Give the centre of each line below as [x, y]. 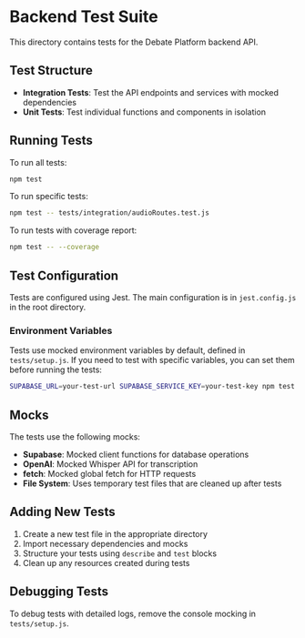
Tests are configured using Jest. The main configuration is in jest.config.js [153, 297]
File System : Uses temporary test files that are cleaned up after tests [152, 483]
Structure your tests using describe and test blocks [119, 553]
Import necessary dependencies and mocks [105, 543]
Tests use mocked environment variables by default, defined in [127, 350]
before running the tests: [56, 370]
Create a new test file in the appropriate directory [115, 533]
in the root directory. [48, 307]
